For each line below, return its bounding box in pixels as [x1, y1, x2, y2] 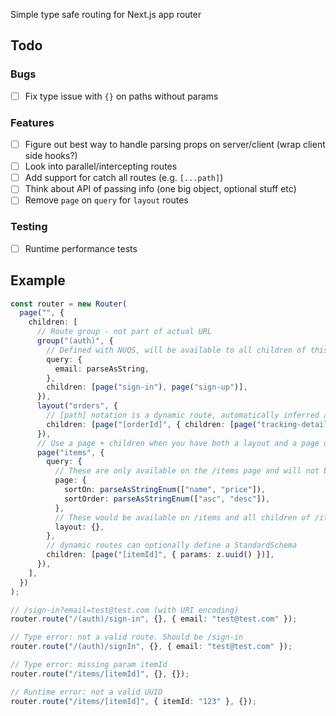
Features [10, 115, 55, 129]
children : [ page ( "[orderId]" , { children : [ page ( [46, 419, 257, 429]
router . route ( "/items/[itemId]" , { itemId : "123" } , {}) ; [10, 696, 257, 706]
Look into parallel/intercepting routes [24, 160, 178, 173]
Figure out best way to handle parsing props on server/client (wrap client [24, 139, 326, 151]
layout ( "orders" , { [36, 401, 118, 411]
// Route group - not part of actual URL [36, 327, 213, 337]
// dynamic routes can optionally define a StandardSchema [46, 540, 298, 551]
